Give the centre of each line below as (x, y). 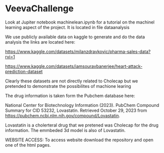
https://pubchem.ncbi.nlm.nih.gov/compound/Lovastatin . (63, 115)
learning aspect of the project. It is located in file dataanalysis (67, 27)
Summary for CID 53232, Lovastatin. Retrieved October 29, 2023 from (76, 110)
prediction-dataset (24, 71)
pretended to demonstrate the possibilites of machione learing (68, 86)
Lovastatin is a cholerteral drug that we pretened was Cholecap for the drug (82, 125)
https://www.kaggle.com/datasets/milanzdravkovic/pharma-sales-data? (78, 51)
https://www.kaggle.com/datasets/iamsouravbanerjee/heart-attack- (74, 66)
